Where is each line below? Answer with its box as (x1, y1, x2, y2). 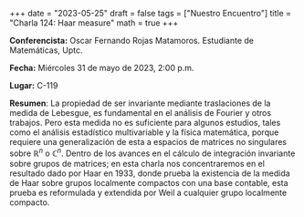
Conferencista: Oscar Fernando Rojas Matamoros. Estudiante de (9, 36, 254, 46)
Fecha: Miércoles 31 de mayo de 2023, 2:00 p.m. (9, 63, 194, 73)
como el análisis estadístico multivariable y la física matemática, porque (9, 127, 279, 138)
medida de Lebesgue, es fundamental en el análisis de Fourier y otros (9, 108, 272, 118)
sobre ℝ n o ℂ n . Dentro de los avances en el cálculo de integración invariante (9, 146, 296, 159)
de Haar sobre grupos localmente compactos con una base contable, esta (9, 177, 289, 188)
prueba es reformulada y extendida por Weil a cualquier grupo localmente (9, 187, 288, 198)
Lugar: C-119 (9, 80, 58, 90)
